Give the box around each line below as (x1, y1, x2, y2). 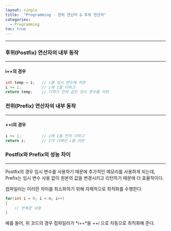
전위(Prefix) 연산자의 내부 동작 (5, 103, 76, 110)
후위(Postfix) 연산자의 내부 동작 (5, 49, 79, 56)
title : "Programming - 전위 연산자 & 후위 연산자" (5, 12, 107, 17)
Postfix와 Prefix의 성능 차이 (5, 151, 71, 158)
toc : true (5, 27, 26, 32)
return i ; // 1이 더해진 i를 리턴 (5, 138, 85, 143)
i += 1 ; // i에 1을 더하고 (5, 85, 75, 90)
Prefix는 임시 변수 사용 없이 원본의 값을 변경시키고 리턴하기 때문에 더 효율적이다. (5, 175, 164, 181)
